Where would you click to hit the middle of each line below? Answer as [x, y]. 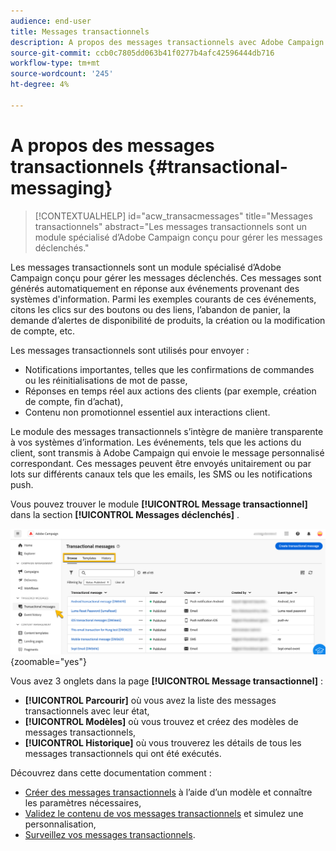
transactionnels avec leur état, [87, 711]
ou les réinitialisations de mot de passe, [106, 380]
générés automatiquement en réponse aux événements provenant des [155, 288]
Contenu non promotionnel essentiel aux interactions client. [147, 412]
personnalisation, [60, 824]
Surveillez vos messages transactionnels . [110, 834]
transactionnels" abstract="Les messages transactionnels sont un [170, 226]
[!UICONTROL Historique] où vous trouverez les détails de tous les [163, 742]
